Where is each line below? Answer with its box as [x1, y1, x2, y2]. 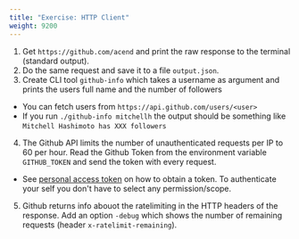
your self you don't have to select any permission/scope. [21, 183, 232, 194]
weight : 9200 [9, 21, 58, 30]
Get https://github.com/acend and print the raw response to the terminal [21, 45, 291, 56]
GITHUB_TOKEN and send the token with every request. [21, 156, 217, 167]
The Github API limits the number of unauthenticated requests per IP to [21, 137, 284, 148]
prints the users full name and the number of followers [21, 84, 223, 95]
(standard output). [21, 55, 89, 66]
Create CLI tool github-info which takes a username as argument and [21, 74, 280, 85]
